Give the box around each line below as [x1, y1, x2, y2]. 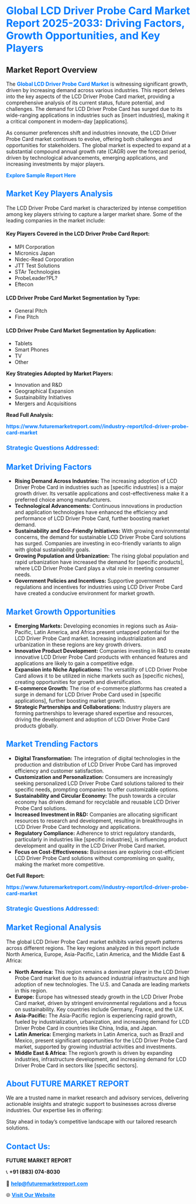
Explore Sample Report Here [6, 172, 76, 178]
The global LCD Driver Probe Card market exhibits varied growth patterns [6, 938, 183, 945]
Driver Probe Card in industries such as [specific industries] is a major [14, 484, 184, 491]
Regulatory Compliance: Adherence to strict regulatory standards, [14, 829, 176, 837]
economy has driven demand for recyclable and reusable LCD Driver [14, 798, 180, 805]
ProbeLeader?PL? [14, 275, 58, 282]
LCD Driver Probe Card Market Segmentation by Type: [6, 294, 140, 301]
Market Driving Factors [6, 462, 92, 472]
